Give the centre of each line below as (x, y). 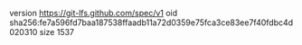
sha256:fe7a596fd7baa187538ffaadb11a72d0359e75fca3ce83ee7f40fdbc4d (151, 22)
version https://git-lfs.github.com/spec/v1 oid (94, 13)
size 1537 (57, 32)
